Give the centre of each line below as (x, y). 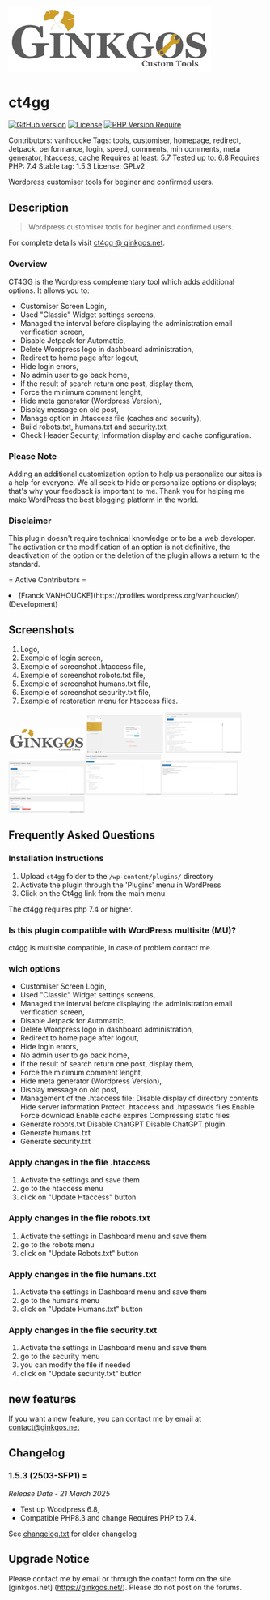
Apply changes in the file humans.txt (82, 1274)
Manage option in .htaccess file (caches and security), (111, 418)
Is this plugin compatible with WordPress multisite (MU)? (122, 930)
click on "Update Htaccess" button (78, 1197)
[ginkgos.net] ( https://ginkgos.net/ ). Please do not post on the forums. (125, 1587)
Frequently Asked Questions (82, 836)
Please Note (33, 456)
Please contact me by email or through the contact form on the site (120, 1578)
